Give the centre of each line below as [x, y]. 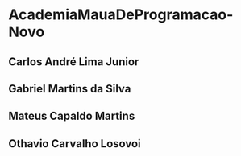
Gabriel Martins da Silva [70, 89]
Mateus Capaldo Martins [72, 116]
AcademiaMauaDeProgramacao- [121, 15]
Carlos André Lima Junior [74, 62]
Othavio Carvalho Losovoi [75, 144]
